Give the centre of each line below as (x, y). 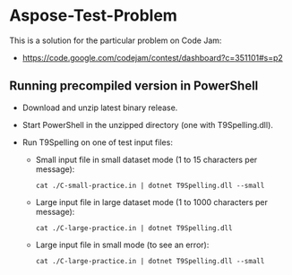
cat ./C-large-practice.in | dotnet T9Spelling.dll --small (150, 261)
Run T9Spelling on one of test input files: (97, 142)
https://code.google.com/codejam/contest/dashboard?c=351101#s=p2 (153, 57)
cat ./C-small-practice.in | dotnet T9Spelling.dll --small (150, 185)
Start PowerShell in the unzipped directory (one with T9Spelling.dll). (147, 125)
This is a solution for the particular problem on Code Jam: (116, 40)
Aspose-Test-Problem (93, 16)
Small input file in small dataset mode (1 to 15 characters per (146, 159)
